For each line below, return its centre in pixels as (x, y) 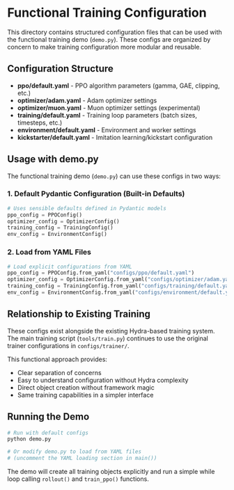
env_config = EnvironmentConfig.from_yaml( (71, 293)
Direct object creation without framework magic (86, 387)
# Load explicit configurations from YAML (70, 267)
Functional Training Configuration (107, 13)
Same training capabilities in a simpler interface (85, 395)
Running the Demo (48, 417)
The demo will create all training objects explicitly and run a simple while (111, 472)
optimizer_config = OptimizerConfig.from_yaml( (78, 280)
